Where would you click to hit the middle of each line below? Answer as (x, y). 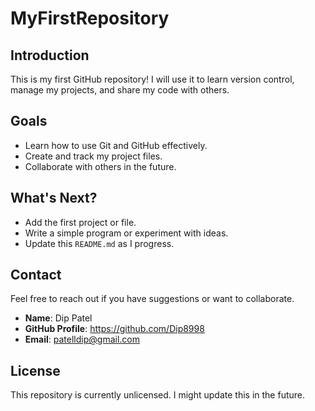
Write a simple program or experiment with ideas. (126, 233)
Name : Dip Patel (58, 318)
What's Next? (54, 198)
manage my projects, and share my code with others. (120, 90)
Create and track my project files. (93, 156)
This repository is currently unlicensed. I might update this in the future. (158, 395)
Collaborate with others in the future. (100, 166)
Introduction (50, 55)
